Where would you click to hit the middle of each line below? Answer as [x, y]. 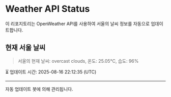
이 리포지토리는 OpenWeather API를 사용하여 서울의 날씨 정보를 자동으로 [78, 23]
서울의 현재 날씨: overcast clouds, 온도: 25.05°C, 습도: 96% [78, 61]
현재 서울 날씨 [25, 48]
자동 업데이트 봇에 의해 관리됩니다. [39, 89]
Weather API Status [48, 9]
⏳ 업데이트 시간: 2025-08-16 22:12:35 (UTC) [51, 71]
